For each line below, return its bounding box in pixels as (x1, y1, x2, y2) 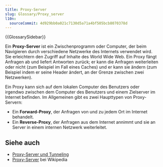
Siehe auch (5, 138, 40, 147)
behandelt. (12, 114, 34, 120)
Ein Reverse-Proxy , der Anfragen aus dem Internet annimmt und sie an (12, 119, 156, 125)
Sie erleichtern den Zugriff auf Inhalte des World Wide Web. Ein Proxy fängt (5, 54, 157, 60)
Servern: (5, 99, 23, 105)
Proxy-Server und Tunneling (12, 151, 69, 157)
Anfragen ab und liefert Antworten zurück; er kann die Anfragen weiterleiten (5, 59, 159, 65)
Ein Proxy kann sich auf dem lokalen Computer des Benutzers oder (5, 84, 140, 90)
